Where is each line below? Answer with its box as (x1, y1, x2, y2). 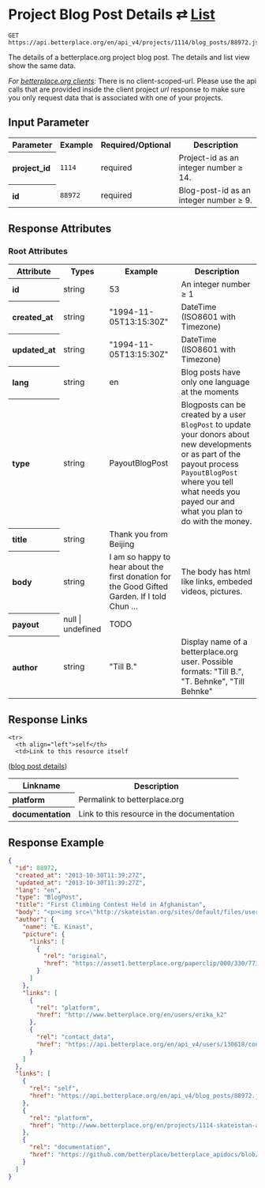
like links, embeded (181, 576, 253, 587)
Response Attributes (8, 221, 112, 235)
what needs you (181, 486, 241, 497)
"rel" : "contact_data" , (36, 1033, 114, 1041)
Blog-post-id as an (178, 185, 251, 196)
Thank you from (109, 529, 168, 540)
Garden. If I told (109, 591, 167, 602)
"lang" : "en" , (15, 886, 62, 894)
